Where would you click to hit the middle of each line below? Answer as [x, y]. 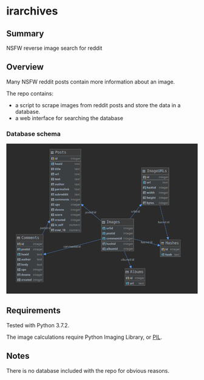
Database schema [33, 133]
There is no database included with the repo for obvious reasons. [88, 370]
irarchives [32, 11]
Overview [25, 67]
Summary [25, 34]
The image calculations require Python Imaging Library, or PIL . [84, 337]
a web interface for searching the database [69, 118]
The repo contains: [30, 93]
